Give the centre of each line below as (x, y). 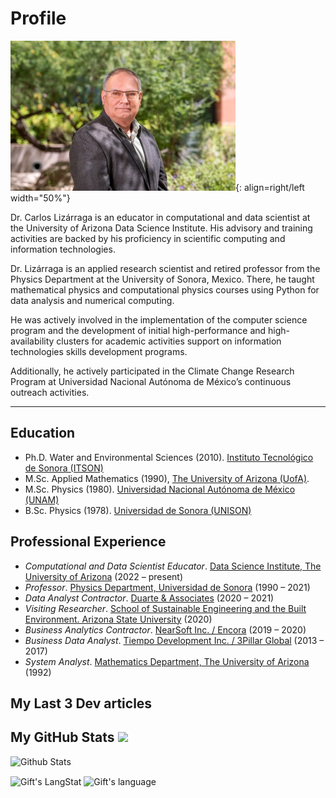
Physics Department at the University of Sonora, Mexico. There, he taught (162, 279)
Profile (38, 18)
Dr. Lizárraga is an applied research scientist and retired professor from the (165, 268)
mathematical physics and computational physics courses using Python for (165, 289)
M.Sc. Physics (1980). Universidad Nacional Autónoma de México (160, 489)
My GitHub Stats (62, 737)
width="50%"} (40, 198)
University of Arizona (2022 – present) (104, 576)
